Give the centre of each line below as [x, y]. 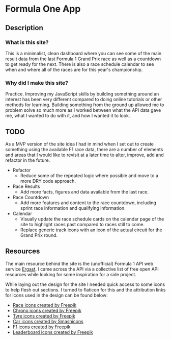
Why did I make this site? [37, 83]
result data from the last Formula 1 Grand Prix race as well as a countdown [83, 59]
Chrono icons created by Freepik [47, 310]
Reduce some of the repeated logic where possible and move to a [89, 175]
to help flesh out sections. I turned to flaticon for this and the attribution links [85, 289]
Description [24, 28]
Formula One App [43, 9]
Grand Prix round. [39, 235]
